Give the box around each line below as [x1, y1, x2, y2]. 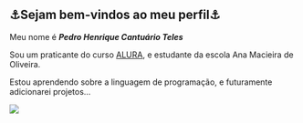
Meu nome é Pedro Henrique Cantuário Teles [9, 31, 184, 42]
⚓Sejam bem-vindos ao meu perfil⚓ [9, 7, 221, 23]
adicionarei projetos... [9, 86, 91, 97]
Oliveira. [9, 58, 41, 69]
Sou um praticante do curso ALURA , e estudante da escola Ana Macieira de [9, 49, 294, 60]
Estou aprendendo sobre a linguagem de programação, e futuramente [9, 77, 273, 87]
